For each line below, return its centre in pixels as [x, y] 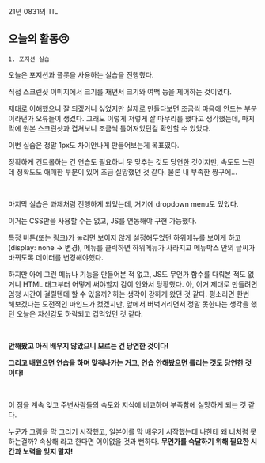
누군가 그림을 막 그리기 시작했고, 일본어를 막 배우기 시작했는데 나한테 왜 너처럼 [129, 431]
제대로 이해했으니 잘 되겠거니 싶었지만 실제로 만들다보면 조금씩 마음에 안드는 [125, 108]
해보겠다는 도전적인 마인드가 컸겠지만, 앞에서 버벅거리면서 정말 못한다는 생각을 [129, 304]
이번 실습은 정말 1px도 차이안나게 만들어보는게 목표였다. [94, 145]
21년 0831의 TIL [33, 11]
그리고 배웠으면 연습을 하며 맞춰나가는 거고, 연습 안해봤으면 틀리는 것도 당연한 [126, 362]
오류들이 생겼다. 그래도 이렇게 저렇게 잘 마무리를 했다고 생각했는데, [138, 118]
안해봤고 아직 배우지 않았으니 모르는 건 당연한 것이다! [89, 346]
